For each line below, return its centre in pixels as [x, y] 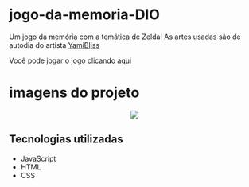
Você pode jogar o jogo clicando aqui [70, 60]
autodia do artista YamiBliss [54, 45]
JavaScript [38, 158]
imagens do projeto [74, 93]
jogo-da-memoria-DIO [84, 15]
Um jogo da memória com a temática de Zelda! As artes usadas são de [125, 37]
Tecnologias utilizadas [66, 140]
